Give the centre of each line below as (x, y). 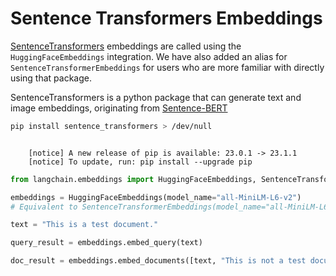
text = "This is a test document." (84, 225)
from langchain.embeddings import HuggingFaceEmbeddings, (133, 179)
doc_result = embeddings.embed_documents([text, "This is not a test (158, 261)
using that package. (51, 78)
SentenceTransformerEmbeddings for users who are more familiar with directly (167, 67)
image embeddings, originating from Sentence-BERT (119, 108)
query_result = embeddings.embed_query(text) (106, 243)
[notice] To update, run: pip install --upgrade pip (140, 162)
